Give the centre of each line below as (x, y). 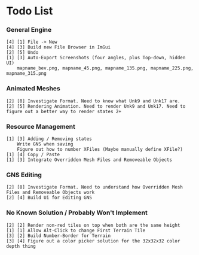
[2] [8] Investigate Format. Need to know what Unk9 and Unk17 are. (93, 101)
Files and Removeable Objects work (50, 193)
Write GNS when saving (45, 144)
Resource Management (41, 126)
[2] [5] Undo (22, 53)
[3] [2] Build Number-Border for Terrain (59, 236)
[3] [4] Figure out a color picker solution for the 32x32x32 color (93, 241)
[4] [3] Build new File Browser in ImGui (59, 47)
